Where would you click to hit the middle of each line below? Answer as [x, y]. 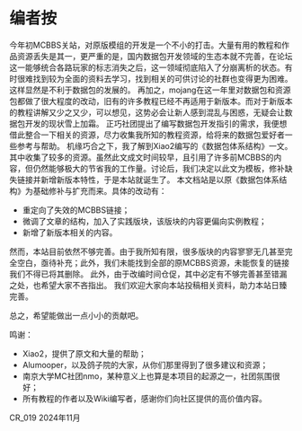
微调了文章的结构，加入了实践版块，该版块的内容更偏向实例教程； [144, 221]
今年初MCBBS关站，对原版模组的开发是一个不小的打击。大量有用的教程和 [146, 45]
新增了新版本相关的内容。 [70, 232]
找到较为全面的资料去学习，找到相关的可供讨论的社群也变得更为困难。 [163, 78]
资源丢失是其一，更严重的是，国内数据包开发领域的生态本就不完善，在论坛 [155, 56]
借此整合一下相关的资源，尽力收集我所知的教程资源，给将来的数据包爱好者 [147, 135]
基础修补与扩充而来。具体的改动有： [100, 190]
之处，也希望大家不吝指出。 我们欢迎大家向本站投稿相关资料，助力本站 [140, 285]
